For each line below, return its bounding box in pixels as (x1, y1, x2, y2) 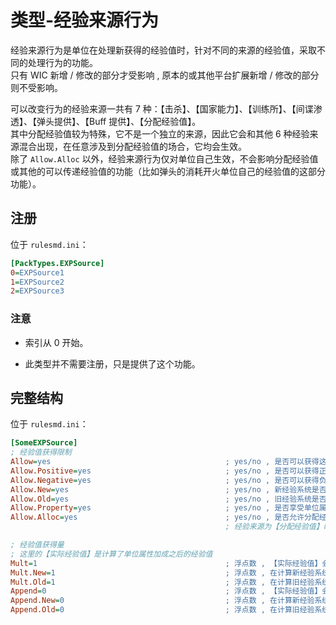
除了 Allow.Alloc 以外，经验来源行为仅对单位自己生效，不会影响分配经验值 (10, 152, 319, 165)
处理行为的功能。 (27, 56, 98, 68)
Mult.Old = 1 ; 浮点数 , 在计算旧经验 (10, 577, 315, 587)
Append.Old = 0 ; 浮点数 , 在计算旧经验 (10, 605, 315, 615)
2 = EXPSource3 (10, 286, 65, 296)
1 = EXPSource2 (10, 277, 65, 287)
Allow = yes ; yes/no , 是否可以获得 (10, 457, 320, 467)
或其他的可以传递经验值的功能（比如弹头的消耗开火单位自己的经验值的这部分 (10, 165, 326, 177)
